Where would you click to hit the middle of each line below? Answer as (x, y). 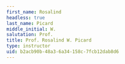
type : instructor (28, 46)
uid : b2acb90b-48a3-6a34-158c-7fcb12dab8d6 (63, 52)
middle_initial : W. (31, 29)
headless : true (26, 18)
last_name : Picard (30, 23)
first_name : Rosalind (34, 12)
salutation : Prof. (30, 35)
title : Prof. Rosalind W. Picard (49, 40)
